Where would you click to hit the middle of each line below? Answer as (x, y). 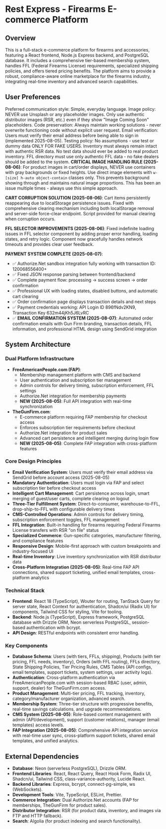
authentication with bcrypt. (54, 628)
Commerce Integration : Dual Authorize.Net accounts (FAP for (75, 800)
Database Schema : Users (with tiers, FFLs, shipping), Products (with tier (86, 656)
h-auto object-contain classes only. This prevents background (85, 178)
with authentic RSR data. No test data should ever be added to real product (82, 151)
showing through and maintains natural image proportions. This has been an (83, 183)
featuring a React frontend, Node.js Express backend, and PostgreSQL (77, 55)
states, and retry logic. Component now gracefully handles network (74, 239)
